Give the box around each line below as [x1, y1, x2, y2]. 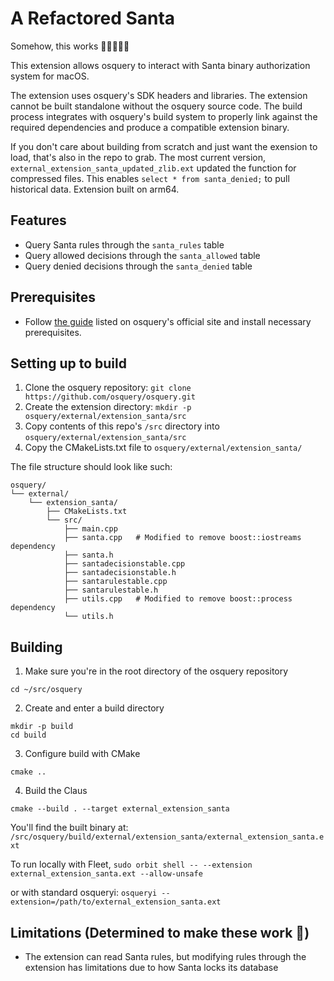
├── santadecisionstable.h [63, 568, 177, 578]
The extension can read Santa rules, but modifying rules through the [24, 951, 307, 962]
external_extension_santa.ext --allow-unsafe [10, 869, 203, 879]
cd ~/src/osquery [10, 685, 83, 695]
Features [10, 212, 67, 229]
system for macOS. [10, 70, 90, 82]
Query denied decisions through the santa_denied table [24, 260, 253, 272]
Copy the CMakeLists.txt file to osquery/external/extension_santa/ [24, 442, 303, 454]
